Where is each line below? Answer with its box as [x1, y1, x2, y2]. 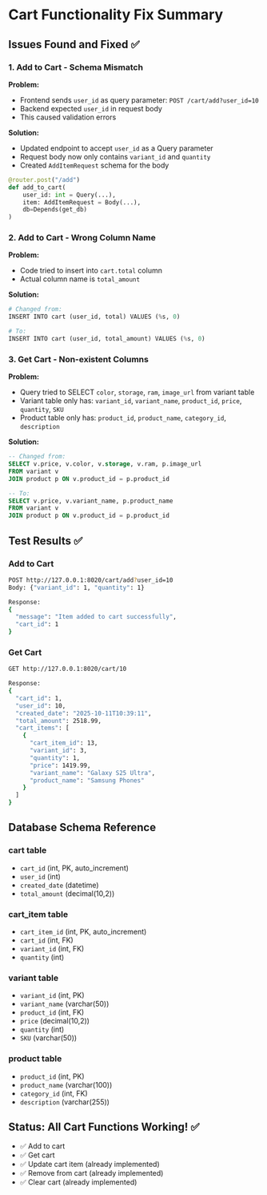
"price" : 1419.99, [29, 761, 91, 769]
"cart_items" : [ [15, 724, 70, 733]
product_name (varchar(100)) [19, 1080, 113, 1089]
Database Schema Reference [8, 821, 157, 834]
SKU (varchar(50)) [19, 1033, 78, 1043]
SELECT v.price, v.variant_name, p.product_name [8, 497, 173, 505]
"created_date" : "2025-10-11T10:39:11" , [15, 709, 152, 717]
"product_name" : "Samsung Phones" [29, 776, 145, 785]
